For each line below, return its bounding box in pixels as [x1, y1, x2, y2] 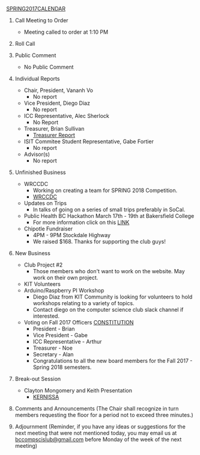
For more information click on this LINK [32, 219, 130, 226]
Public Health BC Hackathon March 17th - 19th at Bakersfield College [23, 212, 195, 219]
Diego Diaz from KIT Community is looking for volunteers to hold [32, 293, 193, 300]
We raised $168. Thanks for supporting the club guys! [32, 238, 166, 245]
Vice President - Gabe [32, 332, 88, 339]
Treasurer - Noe [32, 344, 73, 351]
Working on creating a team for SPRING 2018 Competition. [32, 187, 178, 194]
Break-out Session [14, 376, 61, 382]
